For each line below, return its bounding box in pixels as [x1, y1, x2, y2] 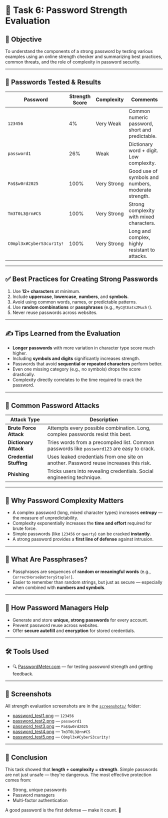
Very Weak [95, 120, 121, 127]
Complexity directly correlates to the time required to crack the [12, 377, 142, 383]
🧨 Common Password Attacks [5, 401, 100, 409]
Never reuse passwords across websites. [12, 309, 97, 315]
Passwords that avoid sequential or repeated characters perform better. [12, 361, 163, 367]
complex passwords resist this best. [47, 431, 131, 438]
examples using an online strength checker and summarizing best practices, [5, 53, 162, 59]
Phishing [7, 471, 29, 478]
